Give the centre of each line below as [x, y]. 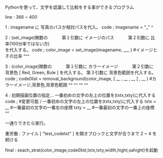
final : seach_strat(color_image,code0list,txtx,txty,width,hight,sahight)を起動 [81, 150]
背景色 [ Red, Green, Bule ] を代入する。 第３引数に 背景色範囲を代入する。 [81, 72]
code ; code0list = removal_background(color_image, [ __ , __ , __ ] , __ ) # [79, 79]
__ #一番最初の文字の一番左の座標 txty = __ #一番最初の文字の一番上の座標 [80, 107]
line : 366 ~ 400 [21, 17]
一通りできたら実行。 [26, 123]
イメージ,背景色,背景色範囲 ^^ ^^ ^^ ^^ [51, 85]
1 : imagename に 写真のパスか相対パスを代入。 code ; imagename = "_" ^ [79, 27]
